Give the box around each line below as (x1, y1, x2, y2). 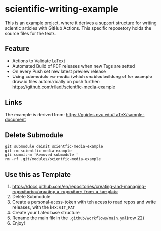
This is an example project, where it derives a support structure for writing (5, 20, 157, 26)
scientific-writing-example (5, 3, 119, 15)
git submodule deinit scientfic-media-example (5, 144, 103, 149)
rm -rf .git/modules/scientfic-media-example (5, 157, 101, 162)
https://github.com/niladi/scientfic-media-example (12, 84, 115, 90)
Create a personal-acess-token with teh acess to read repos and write (12, 199, 156, 205)
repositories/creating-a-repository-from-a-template (12, 189, 118, 194)
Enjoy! (12, 220, 25, 226)
